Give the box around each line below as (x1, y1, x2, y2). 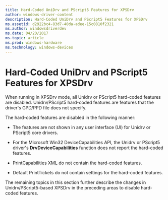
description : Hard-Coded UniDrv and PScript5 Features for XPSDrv (5, 17, 148, 22)
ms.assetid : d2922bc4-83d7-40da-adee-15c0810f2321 (5, 21, 114, 27)
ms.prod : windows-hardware (5, 40, 62, 45)
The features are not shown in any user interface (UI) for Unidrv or (12, 124, 151, 130)
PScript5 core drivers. (12, 129, 59, 136)
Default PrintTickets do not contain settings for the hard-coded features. (12, 169, 163, 175)
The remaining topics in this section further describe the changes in (5, 179, 146, 185)
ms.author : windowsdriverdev (5, 26, 67, 31)
